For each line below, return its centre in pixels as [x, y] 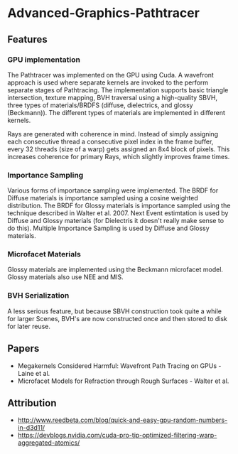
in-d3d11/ [31, 428]
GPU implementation [44, 60]
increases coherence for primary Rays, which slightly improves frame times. [119, 156]
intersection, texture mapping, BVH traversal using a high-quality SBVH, [113, 97]
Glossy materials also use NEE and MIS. [66, 277]
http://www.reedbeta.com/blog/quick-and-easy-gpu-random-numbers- [123, 420]
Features [27, 39]
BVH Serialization [38, 296]
